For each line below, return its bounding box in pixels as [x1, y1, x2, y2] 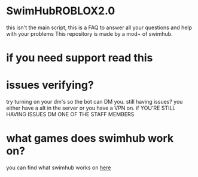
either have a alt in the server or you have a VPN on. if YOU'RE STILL [6, 104, 176, 111]
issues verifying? [6, 79, 94, 92]
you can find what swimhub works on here [6, 164, 111, 171]
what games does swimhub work [6, 132, 174, 145]
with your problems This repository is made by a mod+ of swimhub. [6, 30, 173, 37]
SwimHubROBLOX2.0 [6, 4, 115, 18]
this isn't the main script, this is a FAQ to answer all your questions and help [6, 24, 193, 31]
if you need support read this [6, 51, 153, 65]
